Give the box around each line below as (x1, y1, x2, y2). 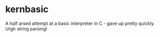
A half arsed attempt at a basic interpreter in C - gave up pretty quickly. (5, 20, 155, 26)
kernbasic (5, 4, 49, 15)
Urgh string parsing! (5, 25, 47, 31)
